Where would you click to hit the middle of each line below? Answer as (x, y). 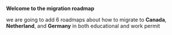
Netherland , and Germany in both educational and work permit (83, 26)
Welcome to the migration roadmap (50, 8)
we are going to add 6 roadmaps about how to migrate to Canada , (86, 20)
